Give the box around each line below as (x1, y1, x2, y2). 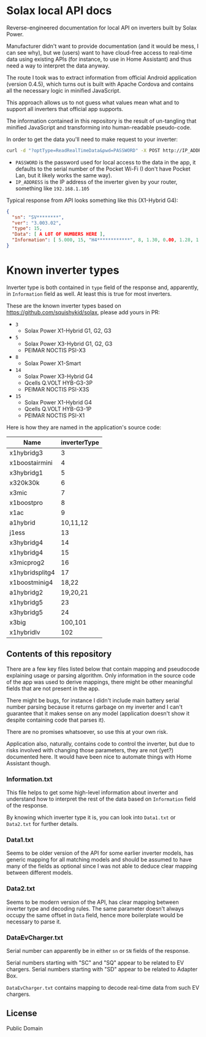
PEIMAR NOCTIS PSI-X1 (24, 412, 85, 419)
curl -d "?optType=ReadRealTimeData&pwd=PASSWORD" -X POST (6, 147, 161, 153)
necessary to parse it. (6, 918, 61, 925)
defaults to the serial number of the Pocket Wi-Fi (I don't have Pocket (15, 165, 191, 172)
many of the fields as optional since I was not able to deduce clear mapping (6, 863, 197, 870)
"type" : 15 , (12, 225, 43, 232)
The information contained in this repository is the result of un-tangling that (6, 117, 197, 125)
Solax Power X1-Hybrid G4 (24, 398, 92, 406)
